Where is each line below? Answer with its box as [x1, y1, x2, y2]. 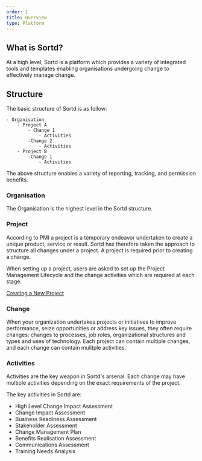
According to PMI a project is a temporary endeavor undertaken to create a [6, 234, 193, 241]
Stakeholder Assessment [14, 422, 77, 430]
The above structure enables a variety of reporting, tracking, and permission [6, 170, 196, 177]
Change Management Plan [14, 428, 81, 436]
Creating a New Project [6, 289, 65, 296]
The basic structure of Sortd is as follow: [6, 105, 107, 112]
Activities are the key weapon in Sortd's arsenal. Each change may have [6, 373, 186, 380]
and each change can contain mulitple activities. [6, 344, 127, 351]
